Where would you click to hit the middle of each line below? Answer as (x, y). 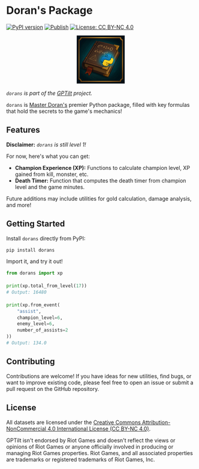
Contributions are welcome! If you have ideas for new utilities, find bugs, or (99, 376)
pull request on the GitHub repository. (53, 389)
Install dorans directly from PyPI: (46, 238)
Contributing (31, 362)
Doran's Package (49, 11)
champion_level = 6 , (40, 318)
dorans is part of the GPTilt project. (49, 93)
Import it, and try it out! (34, 261)
